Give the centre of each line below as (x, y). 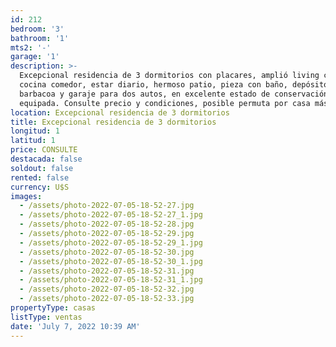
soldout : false (42, 168)
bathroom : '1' (40, 38)
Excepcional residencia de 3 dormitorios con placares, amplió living (169, 76)
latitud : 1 (33, 141)
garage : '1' (35, 57)
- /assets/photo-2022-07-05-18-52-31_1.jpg (111, 280)
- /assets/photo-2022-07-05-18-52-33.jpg (107, 299)
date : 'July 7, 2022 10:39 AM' (75, 326)
